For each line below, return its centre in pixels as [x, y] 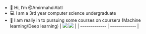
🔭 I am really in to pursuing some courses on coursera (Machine [75, 20]
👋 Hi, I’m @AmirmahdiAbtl [36, 8]
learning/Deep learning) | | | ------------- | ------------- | [74, 26]
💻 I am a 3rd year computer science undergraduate [63, 13]
